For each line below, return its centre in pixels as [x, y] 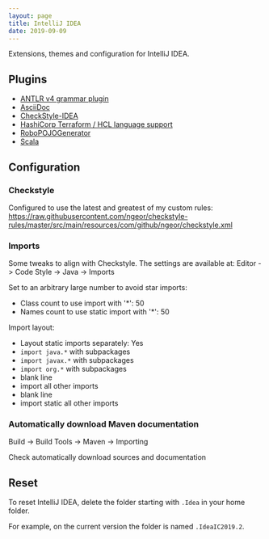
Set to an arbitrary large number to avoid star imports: [98, 288]
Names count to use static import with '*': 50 [95, 312]
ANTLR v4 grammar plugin [64, 99]
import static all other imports [69, 403]
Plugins [28, 79]
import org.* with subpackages [73, 369]
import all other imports [59, 386]
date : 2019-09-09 [38, 31]
